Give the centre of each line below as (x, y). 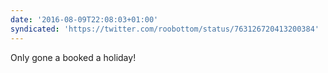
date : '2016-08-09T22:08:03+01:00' (84, 19)
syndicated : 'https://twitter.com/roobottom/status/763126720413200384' (165, 29)
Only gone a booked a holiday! (73, 57)
